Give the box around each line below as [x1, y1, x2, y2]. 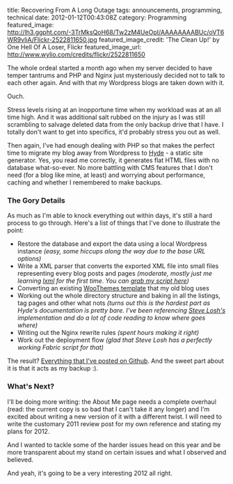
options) [17, 254, 42, 263]
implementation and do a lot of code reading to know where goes [17, 313, 206, 322]
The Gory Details [7, 195, 65, 205]
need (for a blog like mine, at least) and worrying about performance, [7, 171, 205, 179]
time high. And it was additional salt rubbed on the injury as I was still [7, 113, 205, 121]
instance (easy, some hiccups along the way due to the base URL [17, 247, 206, 256]
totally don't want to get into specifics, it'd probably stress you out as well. [7, 128, 220, 136]
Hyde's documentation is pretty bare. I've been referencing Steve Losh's [17, 306, 226, 315]
